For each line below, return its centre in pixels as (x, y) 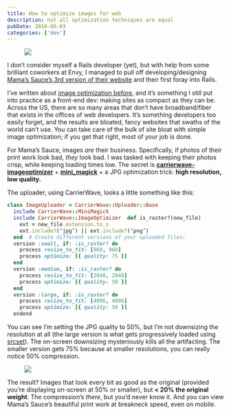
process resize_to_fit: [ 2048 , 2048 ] (74, 276)
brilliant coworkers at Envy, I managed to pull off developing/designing (107, 72)
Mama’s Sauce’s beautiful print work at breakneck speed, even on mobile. (112, 404)
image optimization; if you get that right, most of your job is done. (100, 137)
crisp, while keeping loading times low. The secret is (81, 165)
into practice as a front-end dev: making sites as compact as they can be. (111, 100)
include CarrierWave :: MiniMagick (61, 212)
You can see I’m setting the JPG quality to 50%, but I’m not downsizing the (113, 327)
